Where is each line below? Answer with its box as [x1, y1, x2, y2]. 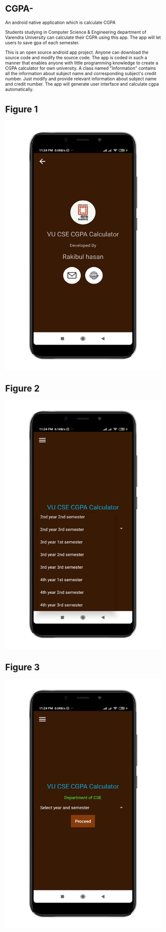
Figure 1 [5, 104, 38, 115]
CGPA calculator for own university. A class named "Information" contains [5, 65, 156, 71]
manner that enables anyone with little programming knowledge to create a [5, 60, 159, 66]
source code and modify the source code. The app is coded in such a [5, 54, 147, 60]
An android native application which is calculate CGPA [5, 19, 115, 25]
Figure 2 [5, 382, 40, 394]
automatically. [5, 86, 34, 92]
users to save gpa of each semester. [5, 39, 80, 45]
